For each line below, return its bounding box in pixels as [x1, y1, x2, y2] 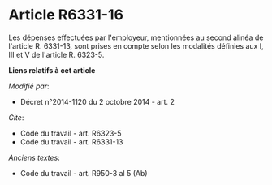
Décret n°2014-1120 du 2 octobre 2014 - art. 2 [19, 97, 175, 106]
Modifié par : [8, 81, 50, 91]
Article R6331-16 [8, 6, 124, 24]
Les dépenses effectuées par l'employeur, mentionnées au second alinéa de [8, 32, 264, 42]
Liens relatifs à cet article [8, 65, 96, 75]
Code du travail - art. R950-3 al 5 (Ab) [19, 168, 148, 178]
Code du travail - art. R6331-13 [19, 136, 123, 147]
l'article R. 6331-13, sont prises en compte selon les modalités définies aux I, [8, 41, 264, 50]
